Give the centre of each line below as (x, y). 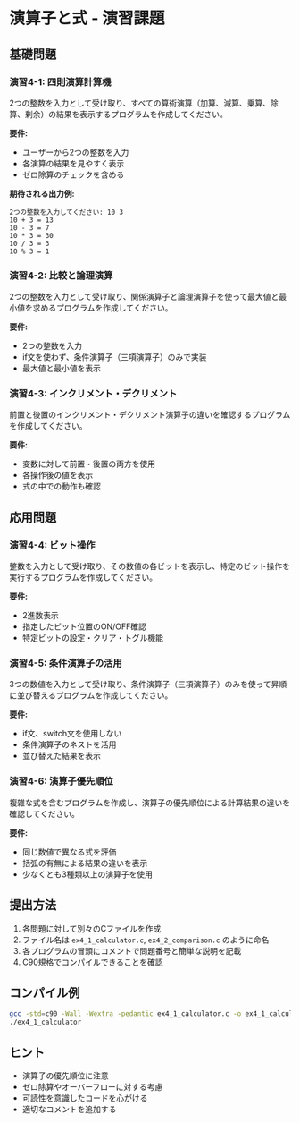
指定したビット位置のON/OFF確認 (84, 626)
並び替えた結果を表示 (61, 756)
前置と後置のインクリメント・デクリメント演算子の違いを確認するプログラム (150, 415)
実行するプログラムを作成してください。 (83, 577)
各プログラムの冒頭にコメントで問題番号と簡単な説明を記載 (132, 950)
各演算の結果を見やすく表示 (73, 163)
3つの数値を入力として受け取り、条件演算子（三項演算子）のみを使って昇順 (148, 685)
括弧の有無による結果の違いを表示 (85, 863)
